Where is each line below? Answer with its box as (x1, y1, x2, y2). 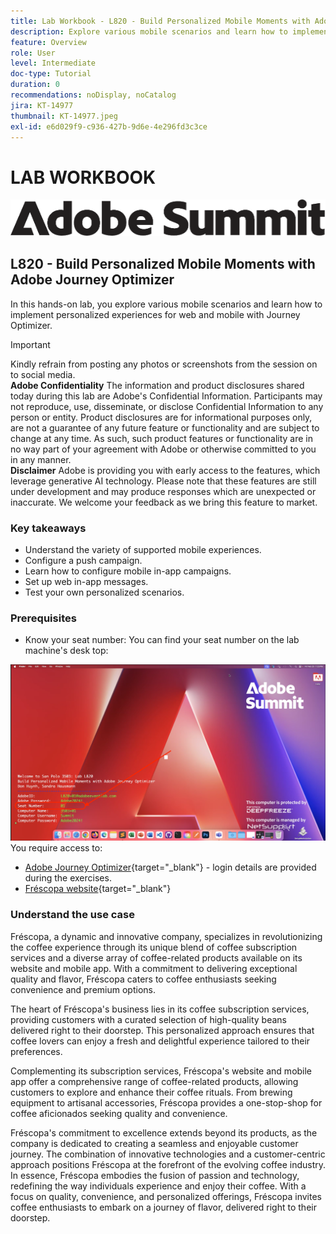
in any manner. (10, 453, 72, 465)
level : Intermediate (10, 58, 97, 69)
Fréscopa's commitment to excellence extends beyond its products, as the (10, 1126, 318, 1139)
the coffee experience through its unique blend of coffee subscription (10, 941, 298, 953)
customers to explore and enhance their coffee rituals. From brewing (10, 1086, 293, 1098)
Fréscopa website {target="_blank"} (24, 883, 172, 895)
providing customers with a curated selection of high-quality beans (10, 1013, 287, 1025)
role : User (10, 48, 56, 58)
